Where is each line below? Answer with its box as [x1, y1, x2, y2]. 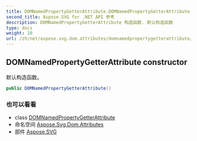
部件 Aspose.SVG [14, 128, 57, 135]
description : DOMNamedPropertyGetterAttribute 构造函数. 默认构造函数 [6, 19, 174, 25]
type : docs [6, 25, 33, 31]
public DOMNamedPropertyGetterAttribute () [6, 85, 111, 91]
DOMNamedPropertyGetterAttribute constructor [6, 57, 188, 67]
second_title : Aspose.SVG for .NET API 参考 [6, 14, 115, 20]
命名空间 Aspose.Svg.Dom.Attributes [14, 121, 104, 128]
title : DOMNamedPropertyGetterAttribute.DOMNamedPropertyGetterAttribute [6, 8, 191, 15]
